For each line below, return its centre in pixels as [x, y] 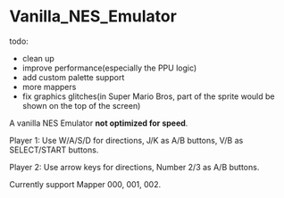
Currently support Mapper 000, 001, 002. [85, 184]
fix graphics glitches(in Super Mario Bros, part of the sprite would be [148, 96]
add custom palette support [73, 77]
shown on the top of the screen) [81, 105]
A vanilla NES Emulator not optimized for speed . [99, 123]
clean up [38, 58]
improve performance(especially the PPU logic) [109, 68]
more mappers [49, 87]
